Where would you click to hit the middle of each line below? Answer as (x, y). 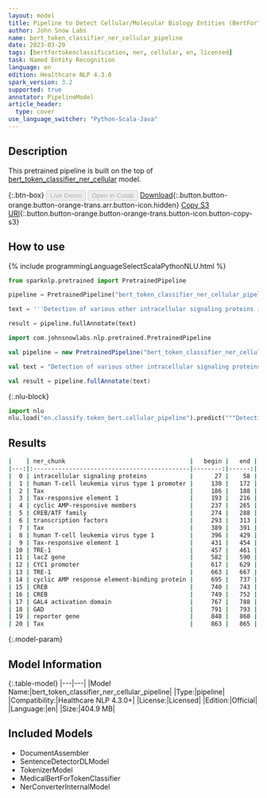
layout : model (32, 16)
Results (27, 443)
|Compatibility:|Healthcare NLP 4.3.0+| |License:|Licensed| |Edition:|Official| (133, 700)
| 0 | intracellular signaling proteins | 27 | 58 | (133, 476)
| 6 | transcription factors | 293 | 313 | (133, 521)
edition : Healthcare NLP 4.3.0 (60, 75)
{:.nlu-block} (29, 396)
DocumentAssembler (54, 753)
